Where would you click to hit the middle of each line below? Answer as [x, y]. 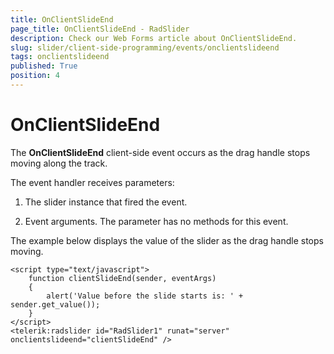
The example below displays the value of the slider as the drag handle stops [167, 240]
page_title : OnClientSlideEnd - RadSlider [100, 29]
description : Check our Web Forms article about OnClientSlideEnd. [154, 38]
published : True [44, 66]
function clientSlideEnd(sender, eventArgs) [122, 278]
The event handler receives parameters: [92, 182]
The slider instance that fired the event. [106, 202]
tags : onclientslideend [60, 57]
